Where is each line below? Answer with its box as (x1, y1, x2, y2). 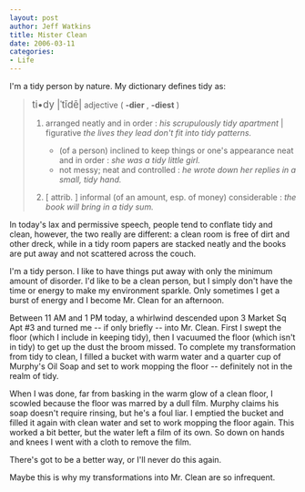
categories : (9, 47, 55, 56)
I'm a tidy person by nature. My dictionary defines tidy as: (9, 81, 226, 91)
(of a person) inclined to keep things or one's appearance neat (58, 145, 294, 156)
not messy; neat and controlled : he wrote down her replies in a (58, 165, 297, 175)
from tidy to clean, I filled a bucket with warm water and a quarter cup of (9, 352, 281, 362)
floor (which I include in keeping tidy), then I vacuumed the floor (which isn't (9, 332, 296, 343)
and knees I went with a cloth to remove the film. (9, 436, 192, 447)
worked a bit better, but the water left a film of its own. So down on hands (9, 427, 285, 437)
